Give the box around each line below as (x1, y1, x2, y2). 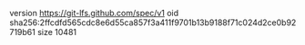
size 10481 (37, 27, 77, 37)
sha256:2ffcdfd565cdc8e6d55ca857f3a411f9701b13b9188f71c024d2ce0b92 (9, 17, 297, 28)
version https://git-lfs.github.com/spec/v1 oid (9, 8, 179, 18)
